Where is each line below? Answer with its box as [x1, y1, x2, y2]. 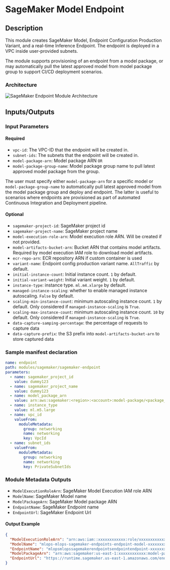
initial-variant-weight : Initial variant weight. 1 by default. [12, 277, 136, 283]
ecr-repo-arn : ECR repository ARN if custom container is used [12, 255, 143, 261]
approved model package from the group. [12, 168, 100, 174]
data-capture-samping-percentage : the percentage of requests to [12, 320, 148, 326]
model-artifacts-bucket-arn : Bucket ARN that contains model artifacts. [12, 244, 161, 250]
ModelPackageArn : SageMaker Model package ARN [12, 498, 117, 504]
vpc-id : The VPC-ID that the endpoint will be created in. [12, 146, 129, 153]
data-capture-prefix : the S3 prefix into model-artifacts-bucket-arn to [12, 331, 160, 337]
